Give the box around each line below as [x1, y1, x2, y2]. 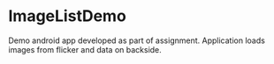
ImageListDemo [8, 6, 127, 26]
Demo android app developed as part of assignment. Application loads [8, 35, 266, 46]
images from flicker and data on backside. [8, 44, 163, 54]
